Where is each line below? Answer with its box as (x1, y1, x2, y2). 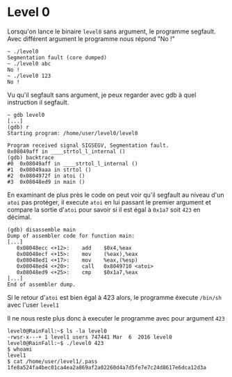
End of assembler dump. (7, 281, 76, 288)
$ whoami (7, 346, 33, 353)
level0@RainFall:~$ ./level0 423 (7, 339, 104, 346)
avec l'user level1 (7, 300, 59, 309)
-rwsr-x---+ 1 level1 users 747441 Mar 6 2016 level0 (7, 333, 172, 341)
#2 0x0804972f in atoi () (7, 172, 85, 179)
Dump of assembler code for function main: (7, 232, 135, 239)
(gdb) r (7, 123, 30, 131)
